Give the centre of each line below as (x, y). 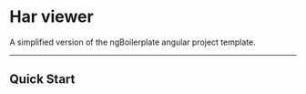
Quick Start (42, 79)
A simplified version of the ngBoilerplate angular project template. (133, 42)
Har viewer (51, 17)
